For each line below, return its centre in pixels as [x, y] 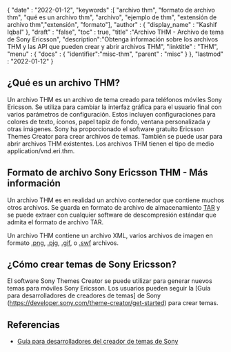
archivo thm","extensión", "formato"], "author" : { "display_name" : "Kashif [112, 25]
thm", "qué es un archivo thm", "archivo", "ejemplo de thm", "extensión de [112, 17]
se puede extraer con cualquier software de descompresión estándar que [112, 215]
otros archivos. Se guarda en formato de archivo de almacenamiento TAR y [114, 207]
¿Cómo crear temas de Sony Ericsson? [92, 265]
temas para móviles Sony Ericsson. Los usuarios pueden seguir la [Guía [109, 289]
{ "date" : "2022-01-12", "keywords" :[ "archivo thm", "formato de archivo [111, 10]
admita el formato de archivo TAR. [56, 222]
